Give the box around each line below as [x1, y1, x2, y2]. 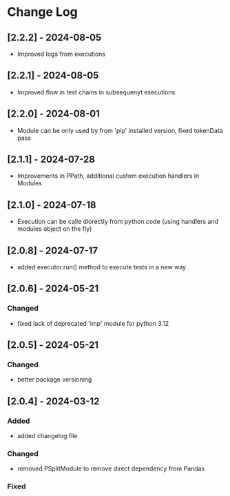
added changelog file [17, 432, 78, 440]
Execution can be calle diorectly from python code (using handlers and [17, 218, 219, 226]
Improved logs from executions [17, 50, 105, 58]
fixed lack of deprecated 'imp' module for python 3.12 [17, 319, 169, 327]
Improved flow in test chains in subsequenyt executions [17, 87, 176, 96]
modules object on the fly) [17, 225, 92, 233]
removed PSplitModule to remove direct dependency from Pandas [17, 464, 205, 473]
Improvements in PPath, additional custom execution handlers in [17, 172, 200, 180]
